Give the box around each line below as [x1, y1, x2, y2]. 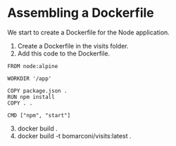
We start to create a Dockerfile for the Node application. [7, 28, 170, 36]
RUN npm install [7, 93, 55, 100]
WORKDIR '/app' [7, 75, 52, 82]
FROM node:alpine [7, 62, 58, 69]
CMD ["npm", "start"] [7, 112, 71, 119]
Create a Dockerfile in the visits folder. [17, 41, 129, 50]
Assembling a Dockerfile [7, 5, 154, 21]
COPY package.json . [7, 87, 68, 94]
